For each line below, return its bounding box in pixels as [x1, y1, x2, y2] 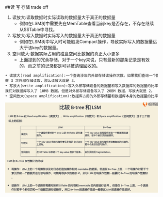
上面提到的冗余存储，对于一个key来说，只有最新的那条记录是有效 [19, 57, 150, 62]
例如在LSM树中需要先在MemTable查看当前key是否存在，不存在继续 [19, 21, 154, 26]
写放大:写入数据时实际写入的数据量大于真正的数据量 [12, 33, 115, 38]
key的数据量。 [32, 45, 61, 50]
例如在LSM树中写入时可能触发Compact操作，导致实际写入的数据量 [19, 39, 153, 45]
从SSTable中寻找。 [19, 27, 57, 32]
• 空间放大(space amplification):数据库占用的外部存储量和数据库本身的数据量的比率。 [5, 93, 162, 98]
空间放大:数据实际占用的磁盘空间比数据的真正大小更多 [12, 51, 120, 57]
